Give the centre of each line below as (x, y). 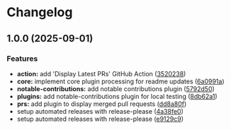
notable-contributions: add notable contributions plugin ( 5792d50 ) (116, 88)
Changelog (40, 12)
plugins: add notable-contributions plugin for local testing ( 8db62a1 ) (117, 96)
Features (22, 59)
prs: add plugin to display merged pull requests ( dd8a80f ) (102, 104)
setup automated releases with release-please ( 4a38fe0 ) (100, 111)
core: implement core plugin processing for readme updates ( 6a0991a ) (120, 81)
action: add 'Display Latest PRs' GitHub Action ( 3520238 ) (101, 73)
